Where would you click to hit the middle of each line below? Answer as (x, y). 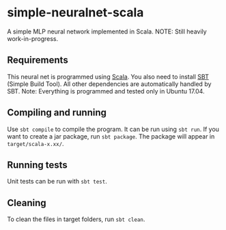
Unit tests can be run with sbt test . (57, 182)
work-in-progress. (33, 38)
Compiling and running (57, 113)
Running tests (38, 165)
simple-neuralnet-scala (75, 13)
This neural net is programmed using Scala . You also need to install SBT (108, 76)
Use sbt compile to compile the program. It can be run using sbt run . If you (113, 129)
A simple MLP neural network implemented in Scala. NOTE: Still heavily (107, 31)
